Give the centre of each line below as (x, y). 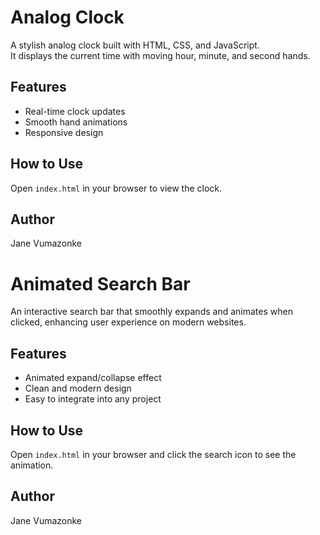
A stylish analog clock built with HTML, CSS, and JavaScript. (135, 45)
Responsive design (64, 132)
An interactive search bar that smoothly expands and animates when (151, 312)
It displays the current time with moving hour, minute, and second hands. (160, 55)
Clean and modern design (78, 388)
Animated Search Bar (100, 283)
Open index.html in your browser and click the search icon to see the (153, 454)
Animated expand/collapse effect (93, 378)
